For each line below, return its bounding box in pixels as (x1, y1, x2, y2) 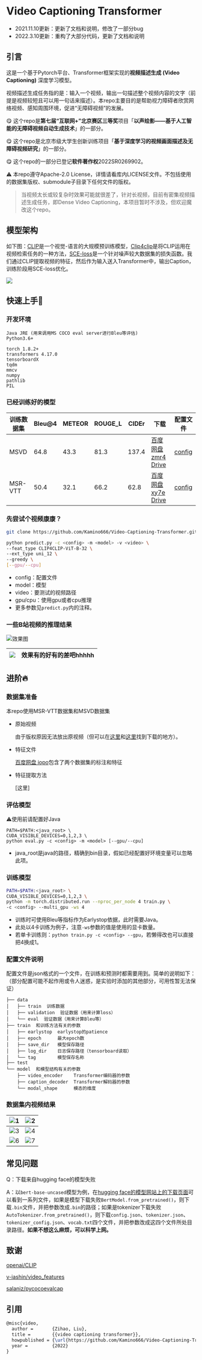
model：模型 (14, 581, 47, 588)
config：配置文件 (14, 574, 58, 581)
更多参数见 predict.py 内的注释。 (14, 604, 95, 611)
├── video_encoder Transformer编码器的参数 (17, 1073, 130, 1079)
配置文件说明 (6, 955, 44, 964)
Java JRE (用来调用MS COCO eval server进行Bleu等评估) (6, 330, 138, 337)
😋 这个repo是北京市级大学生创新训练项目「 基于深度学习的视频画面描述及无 (6, 137, 194, 145)
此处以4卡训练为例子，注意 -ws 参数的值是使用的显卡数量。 (14, 923, 159, 931)
